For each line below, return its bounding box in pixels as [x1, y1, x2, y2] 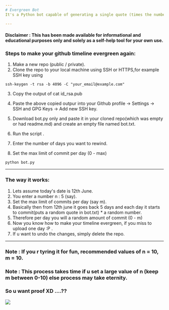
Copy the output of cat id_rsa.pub [12, 91, 82, 97]
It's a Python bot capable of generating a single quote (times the [5, 12, 152, 17]
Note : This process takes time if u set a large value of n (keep [5, 268, 158, 275]
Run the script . [12, 131, 44, 137]
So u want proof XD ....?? [5, 288, 67, 295]
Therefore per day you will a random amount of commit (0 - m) [12, 215, 143, 221]
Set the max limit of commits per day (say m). [12, 199, 107, 205]
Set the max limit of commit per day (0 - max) [12, 150, 107, 156]
